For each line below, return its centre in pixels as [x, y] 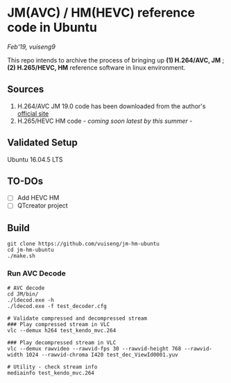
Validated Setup [42, 143]
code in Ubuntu [52, 27]
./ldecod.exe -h [31, 300]
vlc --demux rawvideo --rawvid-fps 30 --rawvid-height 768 [94, 348]
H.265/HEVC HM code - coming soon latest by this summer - [105, 121]
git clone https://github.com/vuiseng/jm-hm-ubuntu [83, 244]
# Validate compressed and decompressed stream [77, 318]
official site [33, 113]
